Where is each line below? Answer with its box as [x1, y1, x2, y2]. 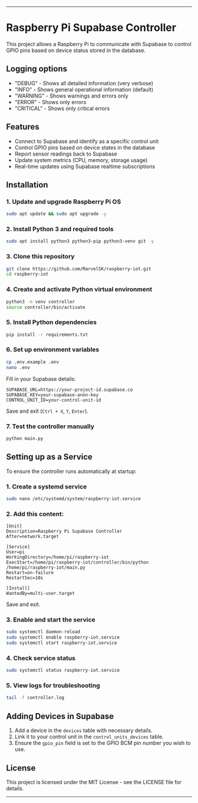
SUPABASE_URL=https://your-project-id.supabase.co [6, 387, 133, 393]
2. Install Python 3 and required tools [6, 225, 114, 234]
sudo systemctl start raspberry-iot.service [6, 640, 117, 646]
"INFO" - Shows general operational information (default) [14, 86, 154, 93]
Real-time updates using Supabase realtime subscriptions [14, 163, 156, 170]
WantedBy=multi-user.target [6, 591, 75, 597]
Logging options [6, 64, 68, 74]
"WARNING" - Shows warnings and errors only [14, 92, 128, 99]
